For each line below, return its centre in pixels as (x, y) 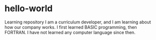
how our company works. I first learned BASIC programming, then (71, 27)
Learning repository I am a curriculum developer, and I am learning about (78, 22)
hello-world (29, 9)
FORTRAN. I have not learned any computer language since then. (70, 32)
